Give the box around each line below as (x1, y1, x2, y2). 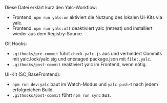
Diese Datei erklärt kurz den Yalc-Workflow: (5, 5, 97, 10)
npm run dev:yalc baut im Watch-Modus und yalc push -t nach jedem (12, 81, 158, 87)
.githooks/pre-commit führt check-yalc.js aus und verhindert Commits (12, 51, 162, 56)
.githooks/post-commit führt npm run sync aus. (12, 92, 111, 98)
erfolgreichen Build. (12, 87, 54, 93)
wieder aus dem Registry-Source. (12, 31, 83, 36)
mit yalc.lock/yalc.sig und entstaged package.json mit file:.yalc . (12, 56, 152, 62)
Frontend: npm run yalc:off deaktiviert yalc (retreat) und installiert (12, 25, 153, 31)
